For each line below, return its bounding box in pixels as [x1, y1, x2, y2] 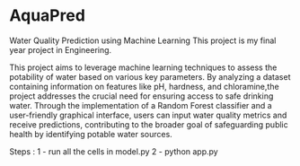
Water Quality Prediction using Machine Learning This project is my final [9, 35, 277, 46]
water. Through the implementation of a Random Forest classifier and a [9, 100, 272, 110]
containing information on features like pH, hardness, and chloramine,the [9, 81, 280, 92]
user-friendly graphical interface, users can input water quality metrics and [9, 109, 287, 120]
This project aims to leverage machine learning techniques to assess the [9, 62, 278, 73]
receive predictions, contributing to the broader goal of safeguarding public [9, 118, 289, 130]
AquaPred [9, 5, 85, 26]
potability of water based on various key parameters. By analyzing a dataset [9, 71, 291, 82]
